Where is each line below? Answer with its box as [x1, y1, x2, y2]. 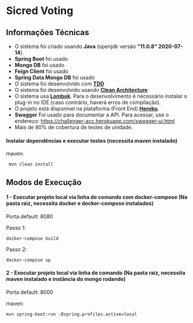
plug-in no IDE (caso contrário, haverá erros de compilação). [14, 99, 161, 106]
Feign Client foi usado [14, 68, 68, 74]
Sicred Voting [6, 4, 74, 18]
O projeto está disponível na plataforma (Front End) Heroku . [14, 105, 160, 112]
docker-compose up [6, 257, 51, 263]
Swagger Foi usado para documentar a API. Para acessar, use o [14, 111, 169, 118]
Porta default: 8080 [6, 212, 54, 220]
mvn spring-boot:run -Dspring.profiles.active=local [6, 311, 137, 317]
